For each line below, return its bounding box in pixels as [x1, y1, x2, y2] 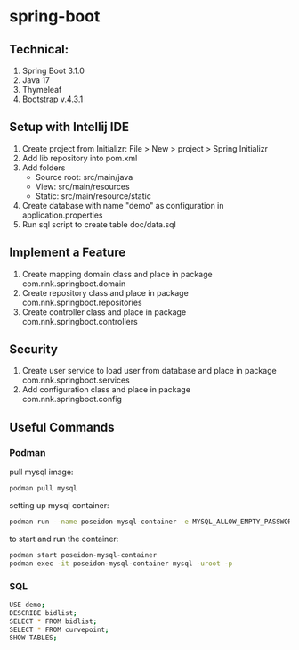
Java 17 [21, 75, 51, 86]
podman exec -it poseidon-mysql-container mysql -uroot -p [9, 559, 233, 568]
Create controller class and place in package [21, 306, 187, 317]
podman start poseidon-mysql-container [9, 550, 158, 559]
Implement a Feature [9, 245, 126, 260]
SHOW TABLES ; [9, 633, 58, 643]
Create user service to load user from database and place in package [21, 366, 278, 376]
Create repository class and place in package [21, 287, 189, 298]
